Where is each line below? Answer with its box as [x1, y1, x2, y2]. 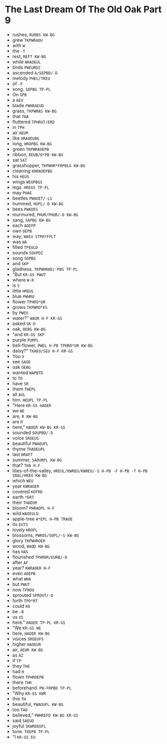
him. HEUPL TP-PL [12, 397, 48, 403]
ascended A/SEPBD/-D [12, 69, 58, 75]
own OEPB [12, 227, 32, 234]
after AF [12, 559, 29, 565]
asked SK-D [12, 320, 36, 326]
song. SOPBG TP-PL [12, 86, 51, 92]
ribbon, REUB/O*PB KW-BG [12, 151, 64, 158]
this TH [12, 695, 26, 701]
